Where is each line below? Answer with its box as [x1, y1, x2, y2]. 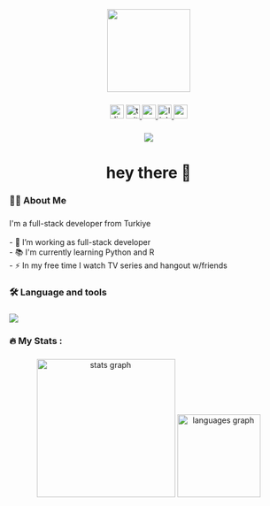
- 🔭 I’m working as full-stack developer [9, 236, 151, 247]
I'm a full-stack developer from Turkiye [9, 218, 151, 228]
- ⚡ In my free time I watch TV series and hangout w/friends [9, 260, 228, 271]
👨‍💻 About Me [9, 194, 66, 206]
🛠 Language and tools [9, 286, 108, 298]
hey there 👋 [105, 163, 192, 183]
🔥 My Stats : [9, 334, 63, 347]
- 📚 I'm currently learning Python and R [9, 247, 155, 257]
